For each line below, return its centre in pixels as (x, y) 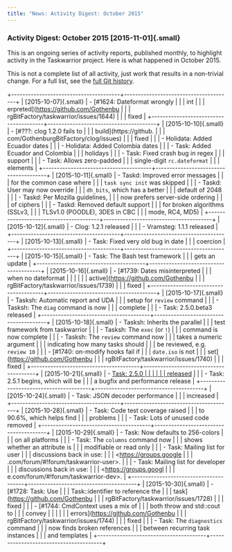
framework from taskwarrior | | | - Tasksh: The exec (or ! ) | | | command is (113, 329)
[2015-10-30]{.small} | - (180, 484)
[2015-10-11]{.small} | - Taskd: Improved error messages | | (139, 175)
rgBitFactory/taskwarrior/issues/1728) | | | (164, 498)
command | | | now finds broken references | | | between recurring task (108, 528)
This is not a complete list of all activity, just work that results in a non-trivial (115, 73)
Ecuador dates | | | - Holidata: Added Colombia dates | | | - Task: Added (109, 145)
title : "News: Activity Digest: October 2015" (75, 13)
